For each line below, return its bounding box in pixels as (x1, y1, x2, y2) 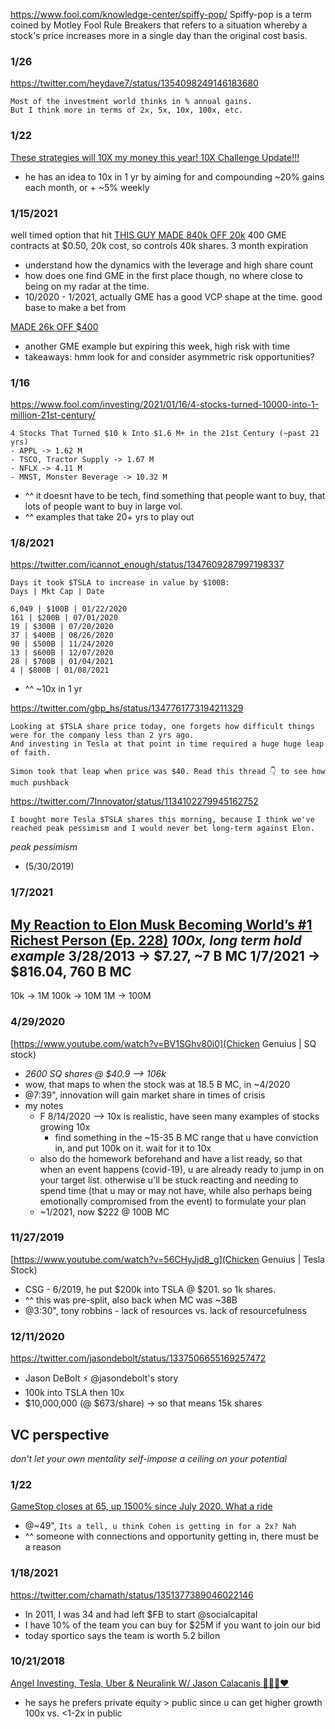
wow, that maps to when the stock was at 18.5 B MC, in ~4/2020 (24, 1078, 291, 1090)
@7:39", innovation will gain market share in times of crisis (24, 1089, 266, 1101)
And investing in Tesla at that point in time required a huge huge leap (10, 739, 325, 749)
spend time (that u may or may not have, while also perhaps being (39, 1184, 313, 1196)
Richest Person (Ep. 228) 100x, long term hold (10, 932, 302, 949)
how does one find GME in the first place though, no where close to (24, 269, 303, 281)
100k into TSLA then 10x (24, 1387, 125, 1399)
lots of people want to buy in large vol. (24, 500, 183, 513)
